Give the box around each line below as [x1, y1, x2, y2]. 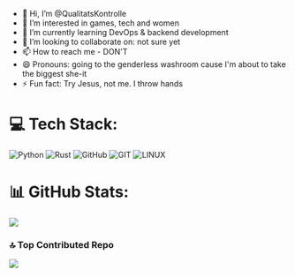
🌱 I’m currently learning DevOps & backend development [21, 27, 229, 37]
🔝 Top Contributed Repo [9, 238, 115, 251]
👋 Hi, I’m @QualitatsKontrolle [21, 9, 126, 19]
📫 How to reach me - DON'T [21, 47, 128, 56]
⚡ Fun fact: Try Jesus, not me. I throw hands [21, 79, 184, 88]
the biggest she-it [21, 69, 87, 79]
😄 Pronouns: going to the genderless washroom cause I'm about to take [21, 59, 287, 70]
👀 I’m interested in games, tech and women [21, 18, 179, 28]
